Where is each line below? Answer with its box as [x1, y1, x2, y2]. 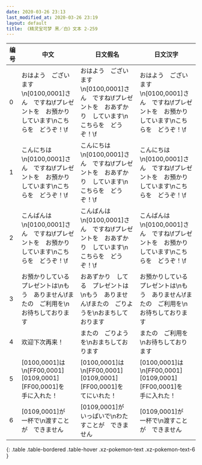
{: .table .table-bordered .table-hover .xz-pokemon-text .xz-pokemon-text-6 [6, 446, 195, 453]
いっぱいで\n [80, 412, 117, 420]
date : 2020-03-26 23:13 [6, 8, 66, 15]
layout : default [6, 20, 47, 26]
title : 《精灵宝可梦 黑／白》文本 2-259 [6, 25, 98, 32]
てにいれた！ [80, 391, 117, 400]
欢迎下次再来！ [21, 338, 64, 347]
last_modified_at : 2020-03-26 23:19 [6, 14, 98, 21]
